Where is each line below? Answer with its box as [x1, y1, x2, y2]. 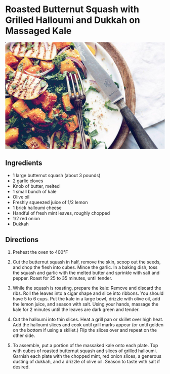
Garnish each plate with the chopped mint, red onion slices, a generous [12, 353, 162, 359]
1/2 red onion [12, 215, 40, 221]
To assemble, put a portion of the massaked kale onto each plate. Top [12, 342, 158, 348]
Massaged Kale [5, 25, 72, 37]
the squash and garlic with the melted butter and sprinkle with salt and [12, 269, 160, 276]
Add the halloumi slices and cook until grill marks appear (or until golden [12, 321, 164, 328]
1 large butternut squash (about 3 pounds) [12, 172, 101, 178]
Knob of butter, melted [12, 183, 60, 189]
